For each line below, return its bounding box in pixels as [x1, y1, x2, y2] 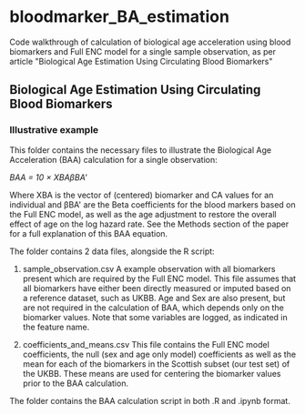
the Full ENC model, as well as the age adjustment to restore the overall [9, 208, 277, 219]
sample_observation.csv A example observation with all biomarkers [22, 263, 276, 274]
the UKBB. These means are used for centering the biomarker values [22, 368, 281, 379]
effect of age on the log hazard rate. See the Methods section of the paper [9, 218, 290, 229]
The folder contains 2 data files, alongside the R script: [9, 246, 216, 257]
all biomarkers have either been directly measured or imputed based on [22, 282, 291, 293]
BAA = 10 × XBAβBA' [9, 171, 88, 183]
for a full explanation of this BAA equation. [9, 228, 168, 238]
